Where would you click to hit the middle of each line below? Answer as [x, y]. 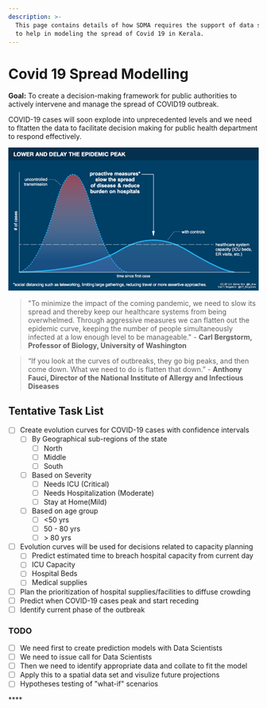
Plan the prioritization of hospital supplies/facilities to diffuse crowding [135, 591]
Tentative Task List [56, 410]
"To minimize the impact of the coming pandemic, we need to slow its [142, 303]
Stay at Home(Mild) [75, 501]
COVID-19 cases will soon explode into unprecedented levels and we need [130, 120]
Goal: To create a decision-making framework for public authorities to [122, 96]
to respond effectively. [45, 137]
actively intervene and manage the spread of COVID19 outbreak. [114, 104]
